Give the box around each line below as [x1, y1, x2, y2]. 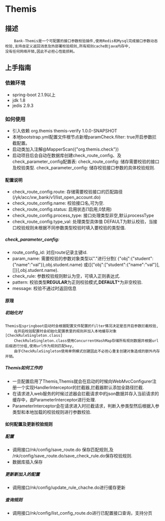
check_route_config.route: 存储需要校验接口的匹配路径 [12, 189, 123, 195]
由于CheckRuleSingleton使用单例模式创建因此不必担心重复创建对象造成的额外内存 [14, 349, 160, 354]
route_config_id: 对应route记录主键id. [12, 250, 88, 256]
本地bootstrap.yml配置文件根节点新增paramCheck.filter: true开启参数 [12, 134, 153, 140]
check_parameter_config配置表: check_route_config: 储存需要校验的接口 [12, 159, 160, 164]
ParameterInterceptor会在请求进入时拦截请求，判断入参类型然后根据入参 [12, 403, 160, 409]
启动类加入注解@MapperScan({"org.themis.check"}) [12, 146, 119, 152]
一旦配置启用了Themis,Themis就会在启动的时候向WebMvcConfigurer [12, 378, 153, 384]
